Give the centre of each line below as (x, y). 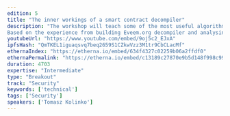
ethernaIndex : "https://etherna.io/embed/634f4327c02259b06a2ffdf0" (107, 52)
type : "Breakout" (32, 77)
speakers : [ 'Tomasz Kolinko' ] (50, 102)
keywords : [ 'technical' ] (42, 89)
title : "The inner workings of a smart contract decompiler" (96, 20)
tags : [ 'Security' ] (35, 96)
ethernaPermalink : (33, 58)
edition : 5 (23, 13)
